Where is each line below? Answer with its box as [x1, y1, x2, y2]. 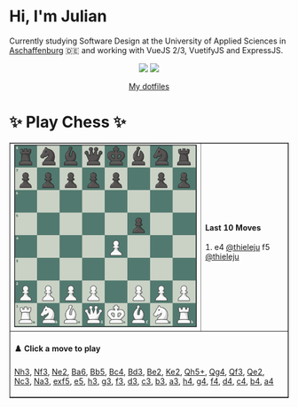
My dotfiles [128, 81, 170, 91]
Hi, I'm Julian [9, 6, 107, 27]
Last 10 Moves [205, 222, 262, 232]
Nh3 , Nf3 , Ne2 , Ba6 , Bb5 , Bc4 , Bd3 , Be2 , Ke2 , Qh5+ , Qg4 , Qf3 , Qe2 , [14, 366, 265, 377]
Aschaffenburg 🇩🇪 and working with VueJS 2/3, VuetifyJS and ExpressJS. [9, 44, 284, 55]
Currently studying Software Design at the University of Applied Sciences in [9, 35, 286, 46]
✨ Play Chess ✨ [9, 113, 127, 132]
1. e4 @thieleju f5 [205, 242, 271, 253]
